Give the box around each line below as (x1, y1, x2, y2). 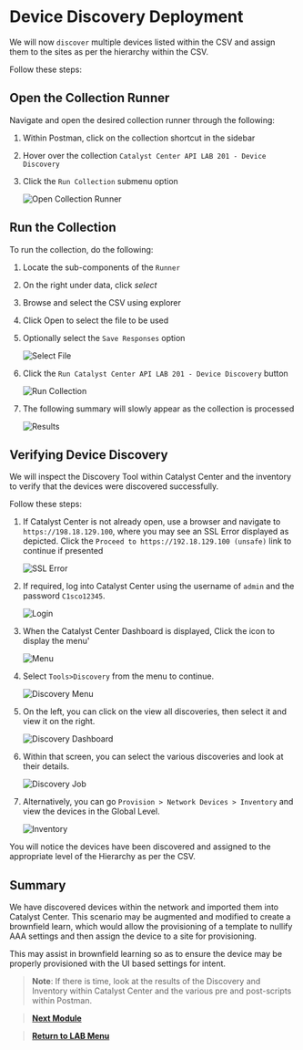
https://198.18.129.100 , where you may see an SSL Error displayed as (22, 526, 289, 537)
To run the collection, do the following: (9, 244, 154, 255)
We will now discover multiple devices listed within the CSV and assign (9, 36, 276, 47)
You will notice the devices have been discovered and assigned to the (9, 841, 271, 852)
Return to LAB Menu (31, 1031, 110, 1042)
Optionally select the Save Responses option (22, 332, 186, 343)
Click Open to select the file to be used (22, 315, 169, 326)
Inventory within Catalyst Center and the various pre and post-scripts (31, 985, 292, 996)
